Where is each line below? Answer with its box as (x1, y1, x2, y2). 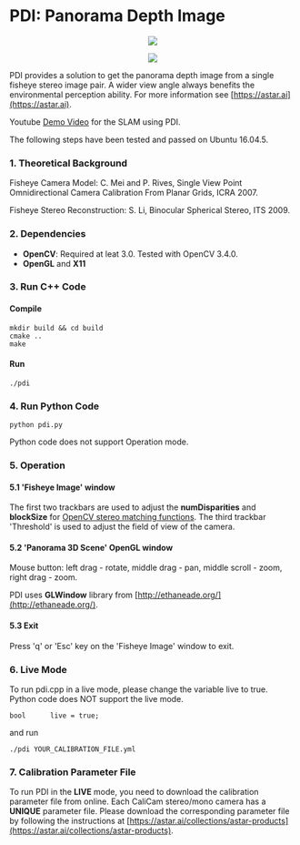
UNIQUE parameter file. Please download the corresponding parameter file (9, 806, 290, 817)
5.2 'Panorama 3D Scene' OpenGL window (9, 542, 174, 553)
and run (9, 727, 39, 738)
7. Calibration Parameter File (9, 766, 136, 779)
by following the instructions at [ (9, 816, 130, 827)
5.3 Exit (9, 620, 39, 631)
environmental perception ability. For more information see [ (9, 88, 235, 100)
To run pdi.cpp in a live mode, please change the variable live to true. (9, 684, 268, 695)
